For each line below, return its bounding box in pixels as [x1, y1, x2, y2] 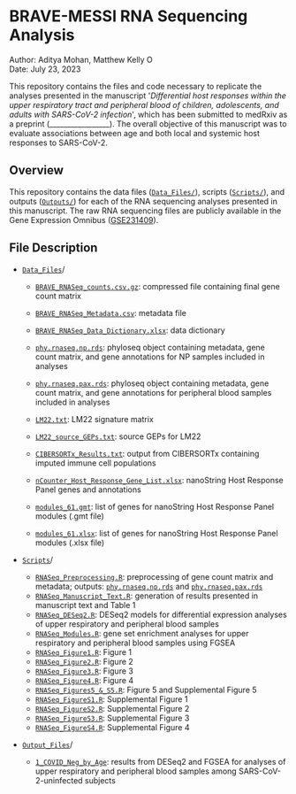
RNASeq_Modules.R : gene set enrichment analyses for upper [34, 628, 249, 638]
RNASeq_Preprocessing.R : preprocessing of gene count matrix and [34, 571, 274, 582]
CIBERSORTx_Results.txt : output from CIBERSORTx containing [34, 448, 260, 459]
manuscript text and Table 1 [34, 599, 136, 610]
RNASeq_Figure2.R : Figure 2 [34, 656, 134, 667]
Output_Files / [21, 739, 73, 750]
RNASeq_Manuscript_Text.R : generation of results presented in [34, 590, 259, 601]
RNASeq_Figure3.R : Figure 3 [34, 666, 134, 676]
